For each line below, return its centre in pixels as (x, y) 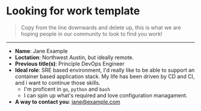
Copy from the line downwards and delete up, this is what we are (101, 27)
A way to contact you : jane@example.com (68, 101)
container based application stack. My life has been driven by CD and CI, (105, 76)
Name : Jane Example (41, 51)
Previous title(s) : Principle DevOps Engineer (70, 63)
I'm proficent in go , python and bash (67, 89)
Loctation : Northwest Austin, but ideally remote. (74, 57)
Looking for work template (73, 11)
